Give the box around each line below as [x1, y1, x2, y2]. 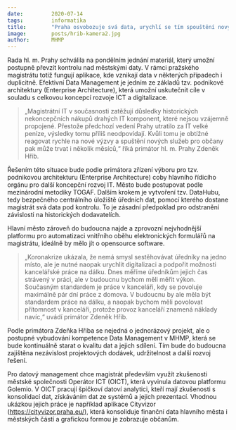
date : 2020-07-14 [7, 10, 83, 18]
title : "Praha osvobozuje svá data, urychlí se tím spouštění [7, 23, 216, 30]
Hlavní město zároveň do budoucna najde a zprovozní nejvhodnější [7, 224, 202, 233]
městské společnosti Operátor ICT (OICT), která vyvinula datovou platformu [7, 378, 226, 386]
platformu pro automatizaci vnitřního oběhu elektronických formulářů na [7, 232, 216, 240]
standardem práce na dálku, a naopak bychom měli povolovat [24, 297, 203, 307]
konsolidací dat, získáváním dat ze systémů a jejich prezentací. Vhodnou [7, 393, 217, 401]
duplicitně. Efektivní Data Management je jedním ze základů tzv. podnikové [7, 78, 224, 87]
